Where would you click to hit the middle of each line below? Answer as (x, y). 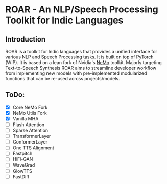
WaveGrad (24, 165)
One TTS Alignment (33, 148)
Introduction (26, 39)
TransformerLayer (32, 136)
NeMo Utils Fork (30, 113)
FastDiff (21, 177)
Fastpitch (22, 154)
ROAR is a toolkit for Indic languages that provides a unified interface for (81, 52)
